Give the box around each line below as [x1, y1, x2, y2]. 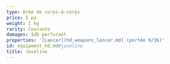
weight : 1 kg [6, 20, 40, 26]
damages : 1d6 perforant [6, 32, 67, 38]
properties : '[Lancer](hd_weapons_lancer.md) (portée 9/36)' [6, 37, 165, 43]
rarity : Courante [6, 26, 51, 32]
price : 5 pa [6, 15, 37, 21]
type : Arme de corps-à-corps [6, 9, 80, 15]
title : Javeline [6, 49, 48, 55]
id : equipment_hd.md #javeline [6, 43, 83, 49]
